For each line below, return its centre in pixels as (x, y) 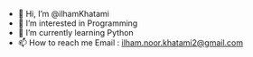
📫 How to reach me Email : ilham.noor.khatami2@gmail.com (131, 43)
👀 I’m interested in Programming (78, 23)
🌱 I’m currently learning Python (75, 33)
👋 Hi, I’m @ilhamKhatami (64, 14)
